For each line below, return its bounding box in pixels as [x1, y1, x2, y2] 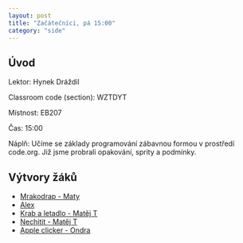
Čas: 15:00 [8, 123, 44, 133]
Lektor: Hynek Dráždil [8, 77, 80, 87]
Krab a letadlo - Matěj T [19, 209, 98, 218]
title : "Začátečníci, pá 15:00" [8, 19, 116, 27]
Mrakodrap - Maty [19, 192, 80, 201]
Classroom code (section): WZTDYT [8, 92, 127, 102]
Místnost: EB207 [8, 108, 62, 118]
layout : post [8, 11, 52, 20]
